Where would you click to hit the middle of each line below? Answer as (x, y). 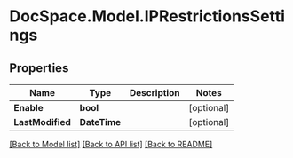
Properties (39, 68)
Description (154, 93)
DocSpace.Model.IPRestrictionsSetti (147, 16)
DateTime (100, 122)
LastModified (42, 122)
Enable (28, 108)
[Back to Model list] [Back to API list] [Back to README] (111, 144)
